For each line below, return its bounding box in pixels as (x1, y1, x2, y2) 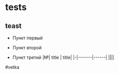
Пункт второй (12, 45, 42, 50)
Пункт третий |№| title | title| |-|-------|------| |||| (12, 54, 114, 60)
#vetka (5, 64, 19, 70)
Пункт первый (12, 35, 43, 41)
